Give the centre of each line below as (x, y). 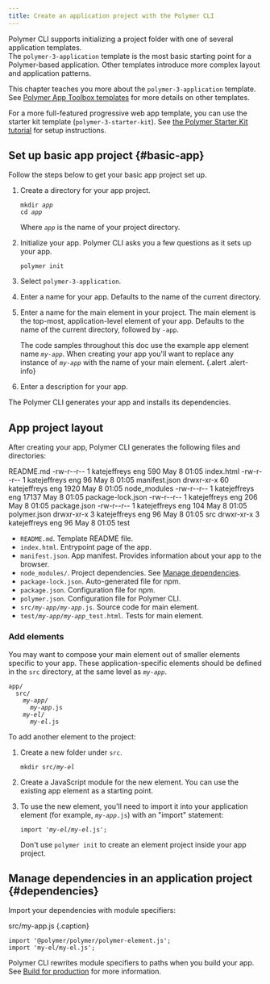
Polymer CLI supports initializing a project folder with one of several (121, 39)
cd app (31, 212)
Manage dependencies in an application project (130, 878)
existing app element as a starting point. (87, 790)
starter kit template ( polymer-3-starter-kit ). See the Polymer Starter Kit (128, 121)
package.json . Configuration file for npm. (87, 590)
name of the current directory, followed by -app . (99, 330)
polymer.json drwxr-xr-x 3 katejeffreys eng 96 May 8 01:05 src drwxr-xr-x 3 (134, 514)
